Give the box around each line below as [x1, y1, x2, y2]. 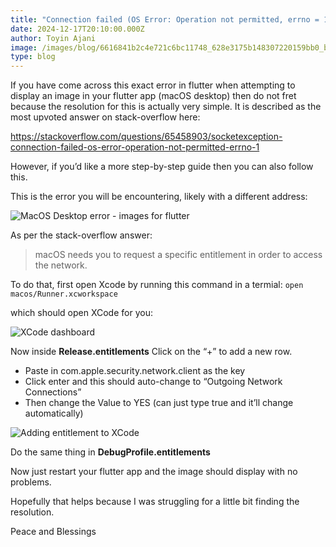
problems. [10, 476, 52, 488]
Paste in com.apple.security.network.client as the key [24, 365, 246, 377]
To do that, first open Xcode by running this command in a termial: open [10, 279, 304, 291]
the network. [34, 259, 88, 271]
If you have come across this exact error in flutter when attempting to [10, 79, 296, 91]
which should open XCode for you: [10, 307, 153, 319]
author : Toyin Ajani [10, 33, 97, 43]
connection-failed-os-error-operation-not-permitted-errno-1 [10, 141, 260, 153]
